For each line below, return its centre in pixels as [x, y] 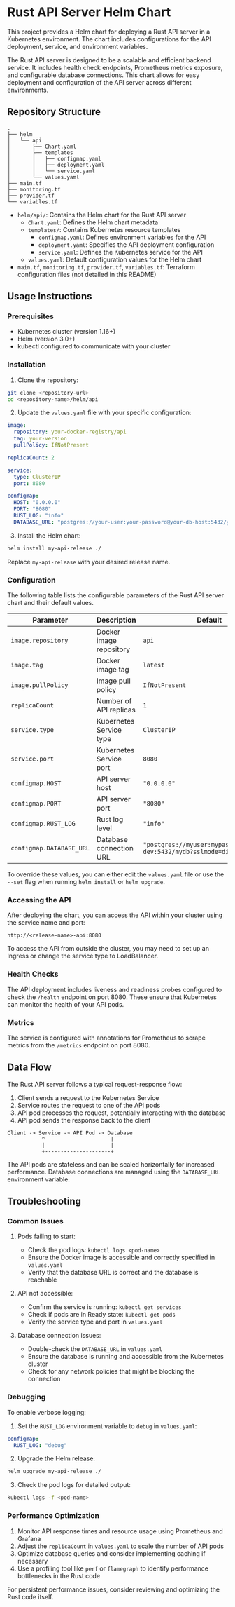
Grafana [29, 1538]
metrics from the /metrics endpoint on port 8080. [79, 1045]
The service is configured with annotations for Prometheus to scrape [107, 1038]
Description [116, 620]
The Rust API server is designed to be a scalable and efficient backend [109, 60]
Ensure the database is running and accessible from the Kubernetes [126, 1357]
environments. [28, 90]
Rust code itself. [30, 1596]
